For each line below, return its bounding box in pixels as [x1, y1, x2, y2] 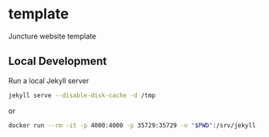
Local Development [8, 54, 107, 68]
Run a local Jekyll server [8, 75, 90, 85]
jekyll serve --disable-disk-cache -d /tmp [8, 91, 156, 99]
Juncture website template [8, 31, 97, 41]
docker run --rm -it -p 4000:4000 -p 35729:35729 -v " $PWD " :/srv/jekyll [8, 121, 256, 129]
